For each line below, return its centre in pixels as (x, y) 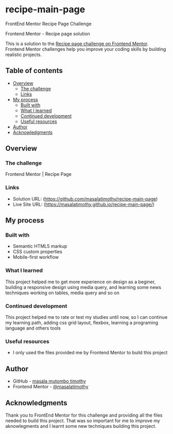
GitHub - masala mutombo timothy (49, 381)
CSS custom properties (38, 252)
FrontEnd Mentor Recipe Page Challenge (48, 24)
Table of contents (34, 71)
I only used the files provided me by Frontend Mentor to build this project (90, 353)
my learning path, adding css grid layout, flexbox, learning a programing (82, 323)
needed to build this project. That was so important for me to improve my (83, 421)
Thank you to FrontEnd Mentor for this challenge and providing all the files (84, 415)
